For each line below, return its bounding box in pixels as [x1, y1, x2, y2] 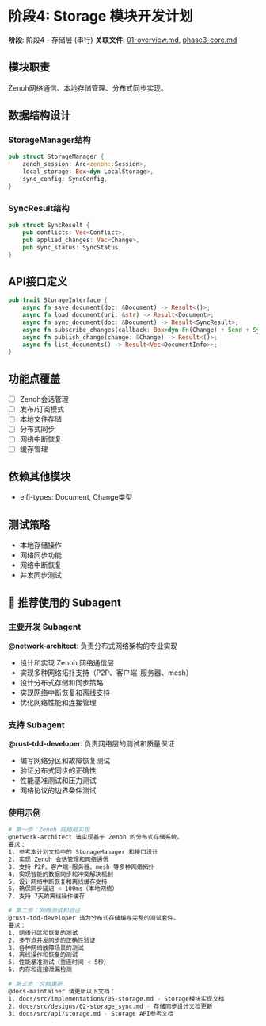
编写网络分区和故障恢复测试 [19, 756, 111, 766]
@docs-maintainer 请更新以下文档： [8, 987, 116, 995]
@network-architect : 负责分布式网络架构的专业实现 [8, 641, 178, 650]
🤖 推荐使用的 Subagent [8, 596, 121, 609]
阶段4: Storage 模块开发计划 [8, 7, 193, 25]
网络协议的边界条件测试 [19, 785, 97, 795]
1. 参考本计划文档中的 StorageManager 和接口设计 [8, 848, 158, 856]
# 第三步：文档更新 [8, 980, 63, 989]
